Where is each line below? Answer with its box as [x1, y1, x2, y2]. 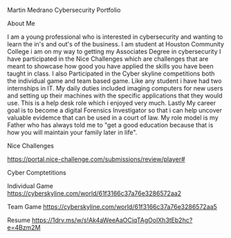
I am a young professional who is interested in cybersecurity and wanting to [7, 33, 223, 41]
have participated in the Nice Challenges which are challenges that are [7, 55, 209, 63]
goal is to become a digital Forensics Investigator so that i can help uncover [7, 107, 223, 114]
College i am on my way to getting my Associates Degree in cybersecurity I [7, 48, 221, 55]
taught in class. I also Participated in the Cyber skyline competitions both [7, 69, 215, 77]
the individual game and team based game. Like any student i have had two [7, 77, 222, 85]
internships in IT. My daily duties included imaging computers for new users [7, 84, 223, 92]
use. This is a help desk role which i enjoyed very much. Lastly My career [7, 99, 216, 107]
